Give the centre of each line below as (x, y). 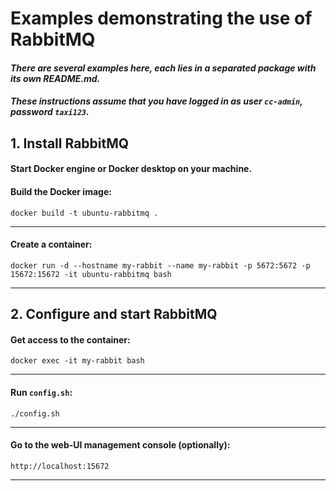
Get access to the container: (70, 339)
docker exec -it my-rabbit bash (77, 361)
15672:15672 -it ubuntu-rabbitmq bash (91, 274)
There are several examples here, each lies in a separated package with (163, 68)
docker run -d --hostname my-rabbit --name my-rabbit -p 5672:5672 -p (160, 265)
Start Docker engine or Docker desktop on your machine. (131, 169)
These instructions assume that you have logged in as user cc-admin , (156, 101)
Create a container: (51, 244)
